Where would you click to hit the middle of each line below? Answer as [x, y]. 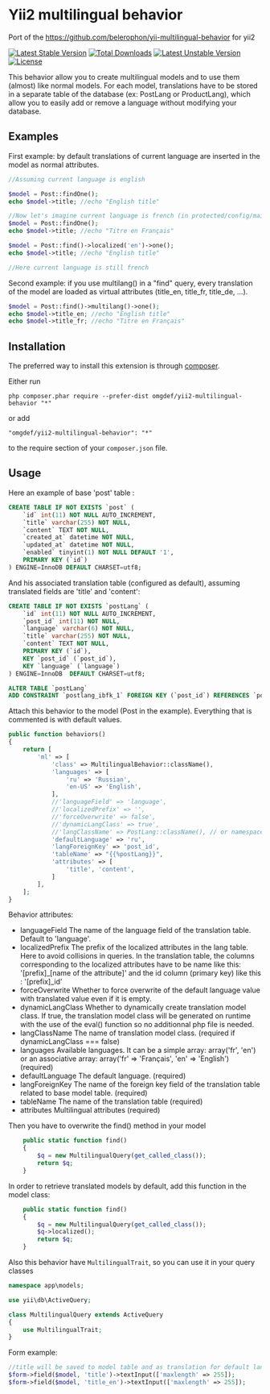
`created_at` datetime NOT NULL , [79, 538]
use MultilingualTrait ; [63, 1330]
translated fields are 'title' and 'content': [74, 591]
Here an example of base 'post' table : [72, 493]
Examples [33, 137]
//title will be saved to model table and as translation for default [129, 1367]
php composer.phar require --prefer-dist [79, 397]
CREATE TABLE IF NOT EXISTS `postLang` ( [79, 606]
